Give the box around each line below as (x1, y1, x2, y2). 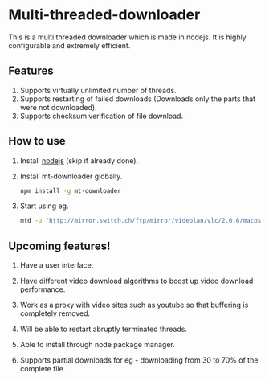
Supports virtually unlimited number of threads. (19, 85, 177, 95)
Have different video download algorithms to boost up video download (19, 276, 254, 286)
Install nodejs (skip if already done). (19, 155, 139, 166)
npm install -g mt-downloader (19, 186, 122, 195)
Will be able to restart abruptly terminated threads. (19, 324, 187, 334)
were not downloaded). (19, 102, 98, 112)
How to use (8, 134, 66, 148)
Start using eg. (19, 201, 69, 211)
